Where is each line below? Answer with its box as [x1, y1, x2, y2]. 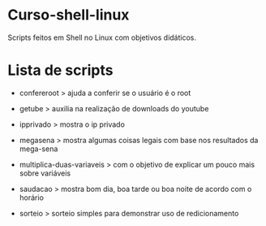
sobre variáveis [19, 168, 71, 178]
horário [19, 193, 44, 202]
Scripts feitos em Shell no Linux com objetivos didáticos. [7, 33, 196, 42]
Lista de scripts [7, 61, 114, 80]
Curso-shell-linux [7, 6, 130, 24]
